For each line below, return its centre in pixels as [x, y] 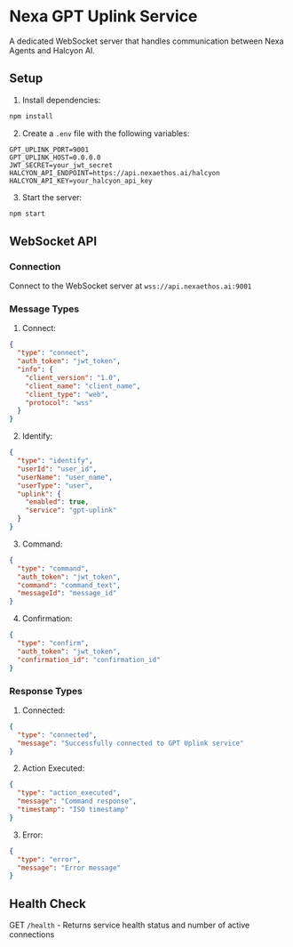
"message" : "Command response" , [77, 801]
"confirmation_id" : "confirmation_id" [89, 660]
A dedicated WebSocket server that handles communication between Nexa [146, 41]
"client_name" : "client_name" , [83, 386]
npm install [31, 116]
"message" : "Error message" [69, 868]
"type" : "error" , [49, 859]
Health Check [48, 904]
